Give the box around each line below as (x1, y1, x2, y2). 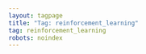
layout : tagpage (8, 11, 63, 20)
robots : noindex (8, 33, 63, 42)
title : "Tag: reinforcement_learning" (8, 19, 139, 27)
